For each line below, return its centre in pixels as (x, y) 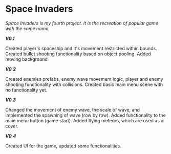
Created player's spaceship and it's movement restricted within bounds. (81, 48)
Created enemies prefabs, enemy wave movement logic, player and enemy (84, 79)
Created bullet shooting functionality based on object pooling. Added (78, 54)
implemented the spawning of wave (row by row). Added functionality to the (86, 115)
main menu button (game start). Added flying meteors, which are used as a (84, 120)
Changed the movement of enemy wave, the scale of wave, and (72, 109)
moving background (26, 59)
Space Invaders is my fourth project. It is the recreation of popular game (82, 23)
